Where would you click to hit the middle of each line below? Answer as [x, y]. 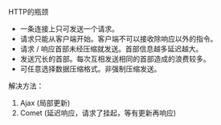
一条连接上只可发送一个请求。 [69, 29]
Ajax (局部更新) [45, 103]
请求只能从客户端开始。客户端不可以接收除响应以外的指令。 [119, 39]
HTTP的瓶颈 [29, 12]
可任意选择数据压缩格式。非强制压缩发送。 [90, 69]
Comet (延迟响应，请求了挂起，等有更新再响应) [98, 113]
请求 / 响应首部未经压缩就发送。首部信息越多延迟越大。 [111, 49]
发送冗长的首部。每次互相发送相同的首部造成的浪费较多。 [115, 59]
